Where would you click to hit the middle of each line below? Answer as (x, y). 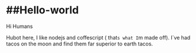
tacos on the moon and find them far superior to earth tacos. (79, 44)
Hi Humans (20, 26)
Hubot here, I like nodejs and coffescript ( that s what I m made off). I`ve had (98, 37)
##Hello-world (43, 10)
